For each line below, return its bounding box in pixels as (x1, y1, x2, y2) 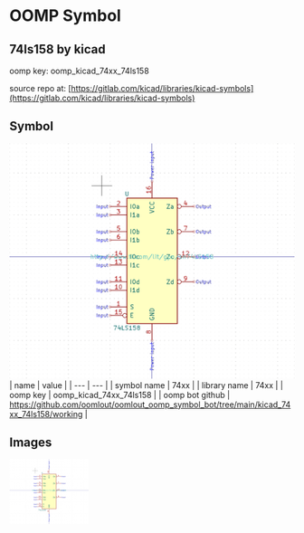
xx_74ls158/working (9, 408, 83, 419)
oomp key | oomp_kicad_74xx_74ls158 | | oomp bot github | (9, 389, 231, 400)
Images (9, 435, 52, 450)
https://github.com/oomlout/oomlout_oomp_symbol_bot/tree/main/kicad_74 (9, 399, 291, 410)
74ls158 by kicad (9, 42, 106, 57)
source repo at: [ (9, 83, 71, 93)
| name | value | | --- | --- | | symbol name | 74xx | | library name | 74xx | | (9, 379, 283, 390)
